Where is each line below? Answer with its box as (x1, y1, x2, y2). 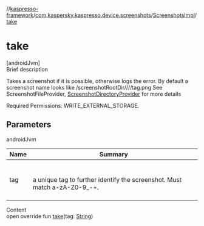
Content (6, 206, 27, 213)
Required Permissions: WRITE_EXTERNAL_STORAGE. (6, 102, 140, 109)
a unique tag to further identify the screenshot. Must (32, 175, 182, 184)
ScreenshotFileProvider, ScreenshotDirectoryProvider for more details (6, 90, 182, 98)
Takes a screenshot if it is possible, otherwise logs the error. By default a (6, 77, 188, 84)
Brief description (6, 65, 49, 73)
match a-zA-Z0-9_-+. (32, 183, 99, 191)
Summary (99, 150, 129, 158)
